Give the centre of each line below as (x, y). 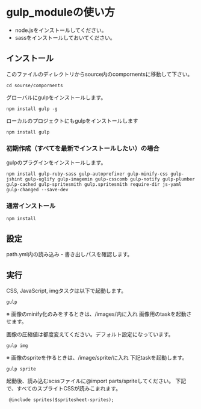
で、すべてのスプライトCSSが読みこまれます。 (64, 388)
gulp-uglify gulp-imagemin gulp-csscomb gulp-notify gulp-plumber (110, 179)
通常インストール (31, 206)
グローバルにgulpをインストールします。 (56, 97)
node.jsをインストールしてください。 (61, 30)
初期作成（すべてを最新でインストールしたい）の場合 (83, 148)
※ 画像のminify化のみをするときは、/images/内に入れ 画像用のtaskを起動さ (99, 314)
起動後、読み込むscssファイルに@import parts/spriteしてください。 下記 (96, 381)
